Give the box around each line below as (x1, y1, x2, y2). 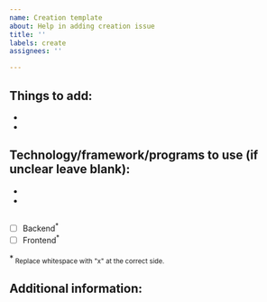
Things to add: (9, 87, 93, 104)
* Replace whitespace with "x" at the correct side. (9, 252, 165, 266)
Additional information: (9, 280, 143, 296)
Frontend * (22, 233, 60, 245)
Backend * (22, 222, 60, 233)
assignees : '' (9, 47, 63, 56)
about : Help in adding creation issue (9, 22, 155, 31)
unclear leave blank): (9, 161, 131, 177)
